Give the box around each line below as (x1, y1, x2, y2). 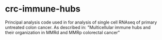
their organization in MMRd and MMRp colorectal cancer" (5, 29, 120, 35)
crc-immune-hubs (5, 3, 81, 14)
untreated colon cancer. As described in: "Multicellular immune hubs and (5, 24, 151, 30)
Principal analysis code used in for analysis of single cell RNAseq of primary (5, 19, 157, 25)
